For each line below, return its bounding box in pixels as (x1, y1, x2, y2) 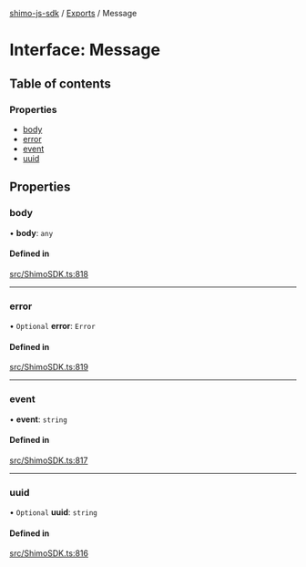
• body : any (9, 227, 54, 238)
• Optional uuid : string (9, 507, 98, 518)
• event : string (9, 414, 68, 425)
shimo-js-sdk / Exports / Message (9, 8, 138, 18)
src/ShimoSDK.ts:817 (9, 455, 88, 466)
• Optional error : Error (9, 321, 96, 332)
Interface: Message (9, 40, 161, 60)
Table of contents (9, 76, 111, 91)
